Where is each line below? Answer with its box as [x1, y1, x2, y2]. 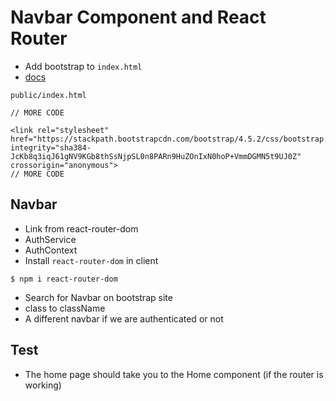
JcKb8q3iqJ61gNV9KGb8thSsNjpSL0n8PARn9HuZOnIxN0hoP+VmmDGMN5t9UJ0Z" [10, 151, 302, 161]
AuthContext [24, 244, 78, 256]
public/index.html [10, 90, 87, 100]
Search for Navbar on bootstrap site [24, 291, 173, 303]
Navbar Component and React [10, 6, 267, 29]
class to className [24, 302, 106, 314]
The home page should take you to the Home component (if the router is [24, 368, 324, 380]
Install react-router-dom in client [24, 254, 159, 266]
